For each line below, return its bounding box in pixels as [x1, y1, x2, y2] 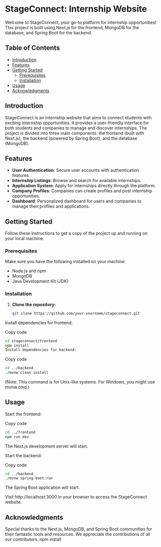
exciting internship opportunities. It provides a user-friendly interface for [5, 120, 149, 126]
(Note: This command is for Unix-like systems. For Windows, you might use [5, 379, 155, 385]
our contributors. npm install [5, 536, 61, 542]
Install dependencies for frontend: [5, 319, 73, 326]
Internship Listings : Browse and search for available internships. [12, 178, 142, 183]
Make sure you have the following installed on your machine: [5, 259, 126, 265]
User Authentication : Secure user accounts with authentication [12, 167, 139, 173]
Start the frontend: [5, 411, 42, 417]
